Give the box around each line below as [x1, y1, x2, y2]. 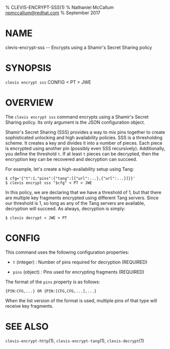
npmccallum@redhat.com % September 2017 [5, 10, 101, 16]
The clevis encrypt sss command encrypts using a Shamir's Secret [5, 114, 149, 120]
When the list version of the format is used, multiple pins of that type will [5, 298, 157, 304]
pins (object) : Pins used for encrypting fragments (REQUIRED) [12, 269, 145, 275]
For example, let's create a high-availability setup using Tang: [5, 166, 134, 172]
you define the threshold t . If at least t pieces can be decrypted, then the [5, 150, 159, 157]
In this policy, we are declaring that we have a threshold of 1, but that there [5, 189, 162, 195]
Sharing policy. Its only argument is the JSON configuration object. [5, 119, 145, 125]
